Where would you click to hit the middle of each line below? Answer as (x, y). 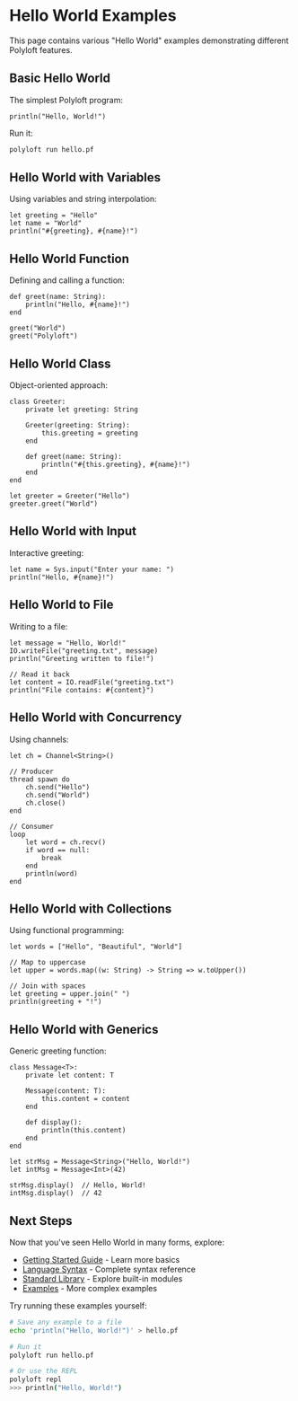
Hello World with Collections (91, 908)
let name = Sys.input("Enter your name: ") (92, 569)
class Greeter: (38, 402)
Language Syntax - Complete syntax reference (109, 1269)
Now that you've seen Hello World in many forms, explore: (117, 1242)
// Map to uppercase (48, 963)
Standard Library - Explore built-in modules (102, 1278)
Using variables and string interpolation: (83, 199)
